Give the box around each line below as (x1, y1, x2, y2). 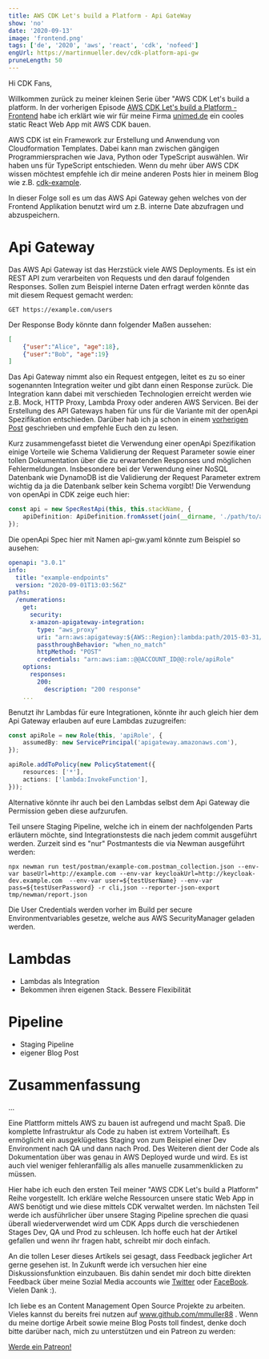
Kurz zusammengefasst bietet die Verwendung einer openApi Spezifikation (8, 438, 256, 449)
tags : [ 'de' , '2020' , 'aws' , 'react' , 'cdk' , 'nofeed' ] (8, 42, 199, 50)
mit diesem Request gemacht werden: (8, 290, 134, 300)
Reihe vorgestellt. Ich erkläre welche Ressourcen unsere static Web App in (8, 1193, 254, 1203)
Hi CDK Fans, (8, 78, 52, 88)
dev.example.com (8, 877, 62, 885)
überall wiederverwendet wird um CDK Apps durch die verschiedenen (8, 1219, 239, 1228)
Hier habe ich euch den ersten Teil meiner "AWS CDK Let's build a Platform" (8, 1184, 259, 1194)
